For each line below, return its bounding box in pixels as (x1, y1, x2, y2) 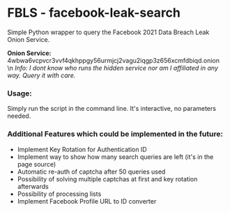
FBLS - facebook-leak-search (7, 5, 181, 21)
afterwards (17, 182, 49, 190)
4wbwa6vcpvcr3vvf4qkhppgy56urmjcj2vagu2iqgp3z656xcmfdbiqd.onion (7, 56, 220, 64)
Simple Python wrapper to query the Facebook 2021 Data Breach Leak (7, 28, 210, 36)
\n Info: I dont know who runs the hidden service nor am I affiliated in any (7, 63, 218, 72)
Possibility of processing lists (17, 190, 102, 198)
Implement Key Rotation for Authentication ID (17, 145, 147, 153)
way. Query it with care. (7, 71, 76, 79)
